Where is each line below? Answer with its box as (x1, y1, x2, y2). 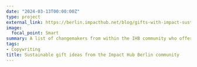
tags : (6, 41, 19, 47)
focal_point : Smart (11, 30, 59, 36)
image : (6, 24, 22, 31)
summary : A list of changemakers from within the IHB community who (6, 36, 177, 41)
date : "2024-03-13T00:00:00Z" (6, 8, 80, 15)
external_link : (6, 19, 43, 25)
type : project (6, 14, 41, 20)
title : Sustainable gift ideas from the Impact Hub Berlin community (6, 52, 180, 58)
